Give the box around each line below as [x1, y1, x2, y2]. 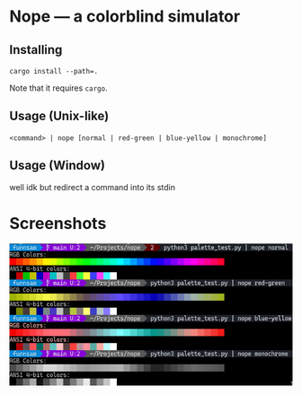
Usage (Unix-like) [9, 109, 110, 124]
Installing [9, 42, 63, 57]
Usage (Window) [9, 158, 106, 173]
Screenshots [9, 213, 107, 233]
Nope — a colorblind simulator [9, 6, 241, 27]
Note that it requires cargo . [9, 83, 108, 93]
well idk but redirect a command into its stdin [9, 181, 175, 192]
